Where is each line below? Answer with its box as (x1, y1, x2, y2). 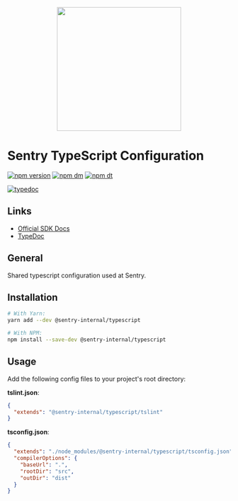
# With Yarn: (7, 310, 46, 318)
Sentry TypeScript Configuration (7, 148, 204, 164)
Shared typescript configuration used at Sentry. (7, 271, 147, 280)
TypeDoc (17, 231, 45, 240)
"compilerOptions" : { (13, 455, 78, 462)
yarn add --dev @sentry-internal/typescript (7, 317, 141, 324)
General (7, 252, 44, 265)
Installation (7, 291, 58, 304)
